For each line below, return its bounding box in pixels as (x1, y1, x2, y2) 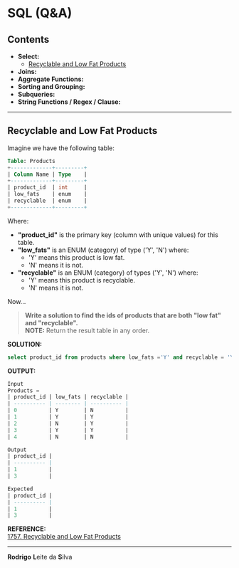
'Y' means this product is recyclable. (28, 275, 136, 284)
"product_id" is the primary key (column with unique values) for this (17, 230, 218, 239)
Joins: (17, 68, 37, 75)
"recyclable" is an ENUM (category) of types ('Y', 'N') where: (17, 268, 198, 277)
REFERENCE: (7, 525, 46, 533)
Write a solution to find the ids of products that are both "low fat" (24, 311, 222, 320)
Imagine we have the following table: (7, 144, 115, 152)
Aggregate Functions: (17, 75, 84, 83)
